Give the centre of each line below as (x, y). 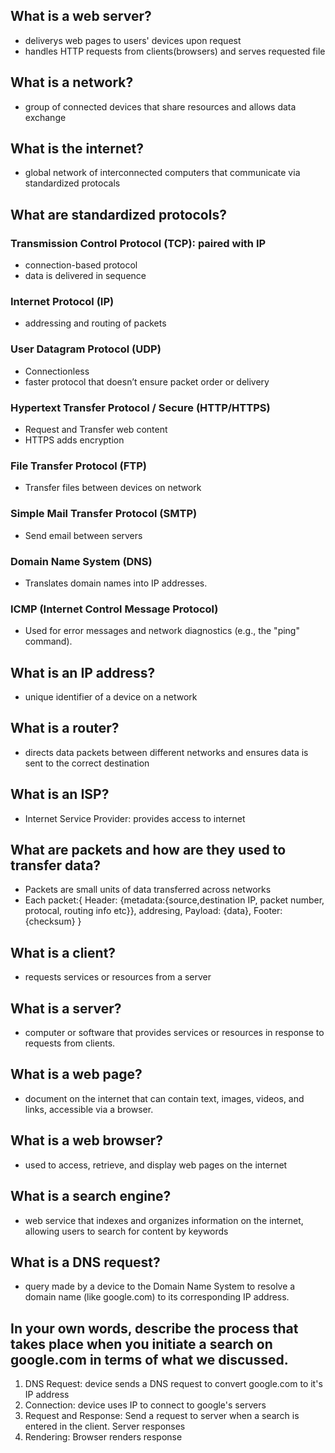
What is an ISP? (60, 794)
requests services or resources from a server (118, 977)
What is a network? (72, 82)
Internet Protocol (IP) (62, 302)
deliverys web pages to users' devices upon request (133, 40)
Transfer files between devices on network (113, 488)
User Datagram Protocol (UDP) (86, 349)
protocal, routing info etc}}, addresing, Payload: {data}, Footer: (153, 911)
